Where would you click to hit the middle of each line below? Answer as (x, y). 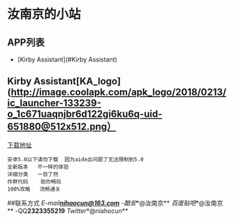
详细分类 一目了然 (33, 174)
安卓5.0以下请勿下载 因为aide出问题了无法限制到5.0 (75, 159)
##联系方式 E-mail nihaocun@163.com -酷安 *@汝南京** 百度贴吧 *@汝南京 (115, 202)
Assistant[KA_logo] (77, 81)
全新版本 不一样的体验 (38, 167)
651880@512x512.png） (62, 127)
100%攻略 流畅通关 (34, 189)
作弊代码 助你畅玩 (34, 182)
